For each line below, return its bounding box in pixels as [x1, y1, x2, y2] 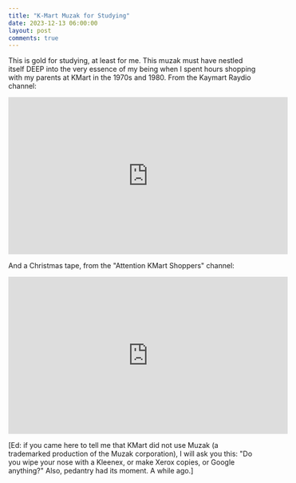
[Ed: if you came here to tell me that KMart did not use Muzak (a [8, 441, 219, 450]
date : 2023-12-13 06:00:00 [8, 19, 98, 27]
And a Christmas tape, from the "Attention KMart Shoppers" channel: [8, 261, 235, 271]
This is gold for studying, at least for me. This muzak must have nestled [8, 56, 243, 65]
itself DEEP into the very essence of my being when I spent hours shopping [8, 65, 256, 74]
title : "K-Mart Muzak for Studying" [8, 11, 130, 20]
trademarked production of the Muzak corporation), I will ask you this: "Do [8, 449, 253, 459]
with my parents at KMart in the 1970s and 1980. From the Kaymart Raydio [8, 73, 251, 82]
